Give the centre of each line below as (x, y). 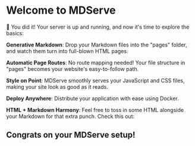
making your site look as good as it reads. (57, 86)
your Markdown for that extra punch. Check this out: (70, 116)
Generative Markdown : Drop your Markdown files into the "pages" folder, (97, 45)
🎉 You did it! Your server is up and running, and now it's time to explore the (98, 27)
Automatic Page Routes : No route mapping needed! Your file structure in (96, 63)
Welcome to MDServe (61, 10)
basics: (15, 33)
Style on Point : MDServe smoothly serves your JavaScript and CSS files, (96, 80)
